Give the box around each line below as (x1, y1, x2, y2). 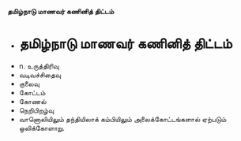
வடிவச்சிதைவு (18, 70, 61, 80)
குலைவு (18, 79, 40, 88)
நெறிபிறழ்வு (18, 106, 55, 115)
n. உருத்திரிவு (18, 61, 59, 70)
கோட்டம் (18, 87, 46, 97)
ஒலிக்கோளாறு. (18, 123, 65, 132)
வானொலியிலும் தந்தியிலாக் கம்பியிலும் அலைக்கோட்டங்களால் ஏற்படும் (18, 114, 227, 124)
